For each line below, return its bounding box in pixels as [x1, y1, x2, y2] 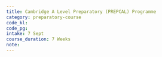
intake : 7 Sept [6, 31, 44, 37]
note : [6, 42, 20, 48]
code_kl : [6, 20, 28, 26]
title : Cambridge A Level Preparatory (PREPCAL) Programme [6, 8, 157, 15]
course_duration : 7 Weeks [6, 36, 71, 42]
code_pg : [6, 25, 28, 31]
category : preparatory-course [6, 14, 82, 20]
